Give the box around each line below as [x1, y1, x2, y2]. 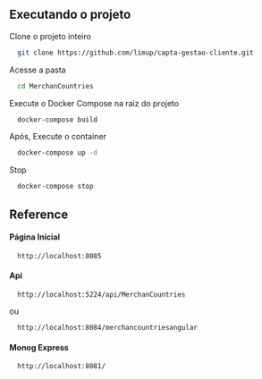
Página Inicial [9, 232, 61, 242]
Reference [9, 206, 69, 222]
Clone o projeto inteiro [9, 30, 92, 41]
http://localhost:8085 [17, 251, 102, 260]
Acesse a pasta [9, 64, 66, 75]
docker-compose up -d [17, 148, 98, 157]
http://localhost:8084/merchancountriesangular [17, 323, 199, 332]
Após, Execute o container [9, 131, 107, 142]
